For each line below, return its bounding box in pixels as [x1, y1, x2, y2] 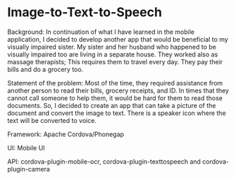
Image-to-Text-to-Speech [7, 4, 162, 20]
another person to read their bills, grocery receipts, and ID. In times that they [7, 86, 229, 95]
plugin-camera [7, 164, 51, 173]
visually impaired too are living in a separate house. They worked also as [7, 50, 218, 59]
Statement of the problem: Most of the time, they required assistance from [7, 78, 223, 87]
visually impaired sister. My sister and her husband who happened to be [7, 42, 216, 51]
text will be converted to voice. [7, 116, 97, 124]
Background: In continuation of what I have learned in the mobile [7, 28, 195, 36]
